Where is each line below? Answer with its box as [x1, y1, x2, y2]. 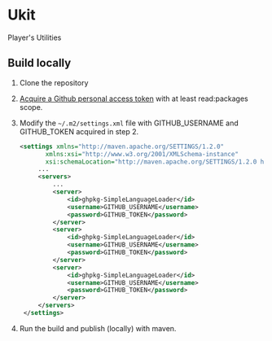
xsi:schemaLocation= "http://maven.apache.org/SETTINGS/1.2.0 [45, 157, 257, 166]
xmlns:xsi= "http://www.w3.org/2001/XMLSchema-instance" [45, 150, 239, 158]
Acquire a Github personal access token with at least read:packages [19, 94, 249, 103]
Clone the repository [19, 77, 89, 87]
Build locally [7, 56, 72, 70]
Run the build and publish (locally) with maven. [19, 323, 177, 333]
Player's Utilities [7, 33, 62, 42]
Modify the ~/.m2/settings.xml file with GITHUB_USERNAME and [19, 118, 239, 128]
